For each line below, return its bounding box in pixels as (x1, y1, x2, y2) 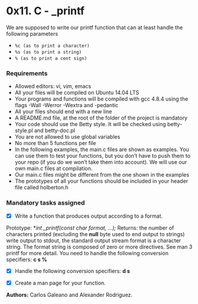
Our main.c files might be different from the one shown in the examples (14, 171, 190, 178)
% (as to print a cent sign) (14, 55, 87, 61)
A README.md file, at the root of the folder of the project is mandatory (14, 114, 188, 121)
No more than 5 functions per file (14, 140, 96, 147)
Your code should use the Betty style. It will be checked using (14, 121, 166, 128)
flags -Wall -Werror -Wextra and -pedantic (14, 102, 119, 109)
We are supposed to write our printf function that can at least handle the (6, 24, 183, 31)
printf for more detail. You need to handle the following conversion (6, 249, 169, 256)
